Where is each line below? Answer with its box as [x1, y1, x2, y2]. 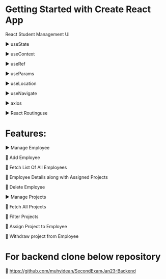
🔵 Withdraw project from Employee [5, 233, 79, 239]
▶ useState [5, 41, 30, 47]
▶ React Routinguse [5, 110, 48, 116]
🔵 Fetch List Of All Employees [5, 164, 67, 170]
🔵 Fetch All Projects [5, 203, 46, 209]
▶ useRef [5, 60, 25, 67]
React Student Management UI [5, 31, 70, 37]
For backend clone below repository [5, 251, 161, 263]
